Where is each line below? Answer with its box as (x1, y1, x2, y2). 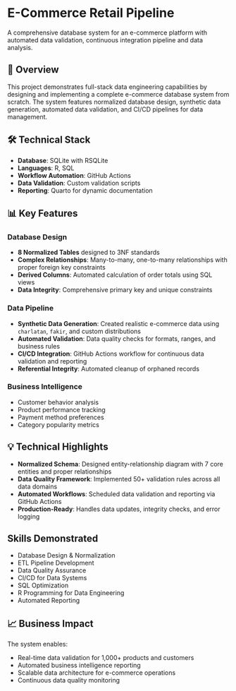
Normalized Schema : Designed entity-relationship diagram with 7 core (17, 459, 223, 468)
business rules (17, 342, 61, 350)
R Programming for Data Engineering (17, 589, 125, 597)
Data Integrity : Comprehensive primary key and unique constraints (17, 286, 213, 294)
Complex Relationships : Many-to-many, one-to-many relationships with (17, 256, 228, 264)
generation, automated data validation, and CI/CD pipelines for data (7, 104, 204, 114)
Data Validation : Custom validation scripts (17, 179, 141, 187)
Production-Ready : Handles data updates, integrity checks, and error (17, 505, 221, 513)
